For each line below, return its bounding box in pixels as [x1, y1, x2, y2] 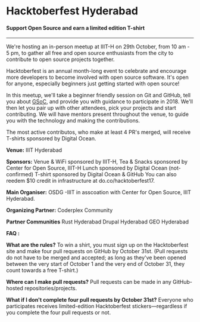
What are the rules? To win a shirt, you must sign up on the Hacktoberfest [6, 241, 189, 249]
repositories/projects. [24, 285, 77, 292]
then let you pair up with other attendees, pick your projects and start [6, 105, 177, 112]
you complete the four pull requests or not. [6, 309, 111, 316]
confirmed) [6, 171, 34, 178]
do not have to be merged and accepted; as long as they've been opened [6, 254, 186, 261]
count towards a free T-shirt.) [6, 267, 79, 274]
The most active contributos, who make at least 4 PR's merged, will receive [6, 128, 191, 136]
